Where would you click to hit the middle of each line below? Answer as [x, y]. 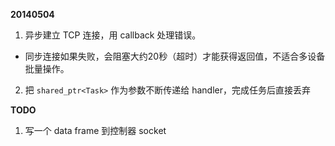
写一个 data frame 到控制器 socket [95, 130]
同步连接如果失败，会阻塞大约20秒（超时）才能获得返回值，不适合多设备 [175, 56]
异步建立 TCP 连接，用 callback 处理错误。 [113, 35]
